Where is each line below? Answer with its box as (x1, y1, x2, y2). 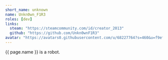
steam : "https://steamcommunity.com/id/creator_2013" (9, 26, 124, 31)
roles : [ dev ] (5, 16, 32, 21)
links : (5, 21, 19, 26)
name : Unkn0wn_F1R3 (5, 12, 46, 17)
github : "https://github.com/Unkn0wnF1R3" (9, 30, 99, 35)
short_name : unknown (5, 7, 48, 12)
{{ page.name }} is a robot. (5, 48, 60, 55)
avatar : (5, 35, 21, 40)
